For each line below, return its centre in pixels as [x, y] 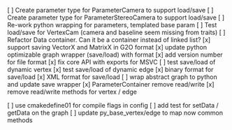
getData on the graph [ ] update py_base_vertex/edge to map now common [115, 113]
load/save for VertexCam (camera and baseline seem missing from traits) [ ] [116, 32]
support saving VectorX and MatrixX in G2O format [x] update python [107, 47]
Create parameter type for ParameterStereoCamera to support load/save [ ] [116, 17]
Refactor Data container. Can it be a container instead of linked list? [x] [109, 40]
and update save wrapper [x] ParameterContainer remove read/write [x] [111, 84]
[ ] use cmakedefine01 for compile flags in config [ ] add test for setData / [113, 105]
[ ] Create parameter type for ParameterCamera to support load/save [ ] [110, 10]
